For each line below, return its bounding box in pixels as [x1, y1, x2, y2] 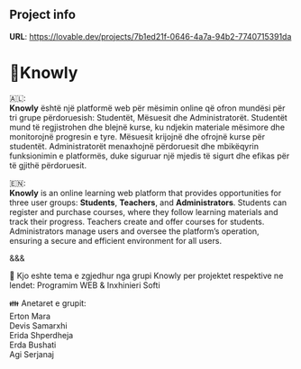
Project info [9, 7, 77, 22]
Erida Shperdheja [9, 329, 74, 340]
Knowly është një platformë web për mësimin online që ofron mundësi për [9, 103, 286, 113]
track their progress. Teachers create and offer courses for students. [9, 216, 265, 227]
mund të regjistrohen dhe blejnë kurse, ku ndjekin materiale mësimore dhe [9, 121, 286, 132]
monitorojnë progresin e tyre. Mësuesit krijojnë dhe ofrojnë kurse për [9, 130, 266, 142]
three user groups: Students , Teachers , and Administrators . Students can [9, 197, 287, 208]
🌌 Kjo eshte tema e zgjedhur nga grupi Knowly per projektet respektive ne [9, 270, 284, 281]
